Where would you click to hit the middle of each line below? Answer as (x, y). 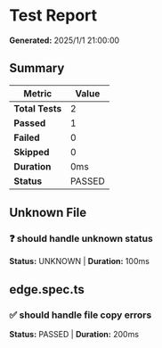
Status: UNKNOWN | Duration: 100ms (79, 261)
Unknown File (48, 213)
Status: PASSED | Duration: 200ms (74, 335)
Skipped (32, 152)
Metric (38, 93)
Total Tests (38, 108)
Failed (27, 137)
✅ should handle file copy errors (81, 315)
